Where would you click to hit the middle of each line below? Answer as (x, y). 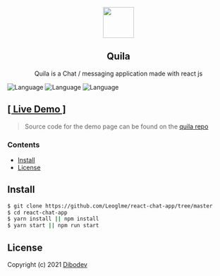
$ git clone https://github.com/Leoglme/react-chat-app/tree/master (110, 206)
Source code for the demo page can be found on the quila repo (116, 126)
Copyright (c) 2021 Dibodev (48, 265)
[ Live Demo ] (37, 109)
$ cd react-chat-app (38, 212)
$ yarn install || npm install (53, 219)
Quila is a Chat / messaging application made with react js (118, 73)
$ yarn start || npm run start (53, 226)
